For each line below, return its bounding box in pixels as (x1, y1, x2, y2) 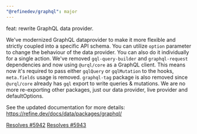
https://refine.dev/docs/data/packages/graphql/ (6, 110, 122, 117)
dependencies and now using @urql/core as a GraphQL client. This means (6, 61, 186, 68)
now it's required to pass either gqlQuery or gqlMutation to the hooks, (6, 67, 174, 74)
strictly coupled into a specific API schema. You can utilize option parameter (6, 42, 192, 49)
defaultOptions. (6, 92, 44, 99)
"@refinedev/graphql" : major (6, 8, 78, 15)
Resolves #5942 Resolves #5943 (6, 121, 86, 128)
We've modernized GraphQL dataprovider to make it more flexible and (6, 36, 176, 43)
